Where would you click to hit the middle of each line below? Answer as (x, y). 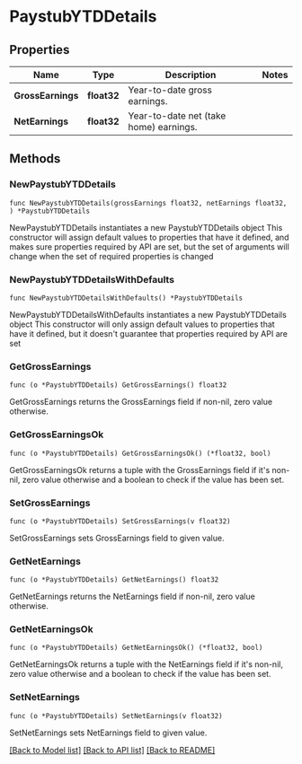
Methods (35, 159)
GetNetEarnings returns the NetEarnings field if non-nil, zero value (133, 597)
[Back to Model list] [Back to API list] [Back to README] (112, 750)
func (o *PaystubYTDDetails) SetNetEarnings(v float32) (116, 716)
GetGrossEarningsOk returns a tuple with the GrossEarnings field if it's (140, 470)
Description (191, 75)
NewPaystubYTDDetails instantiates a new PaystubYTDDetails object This (146, 227)
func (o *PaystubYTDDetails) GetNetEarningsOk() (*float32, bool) (136, 648)
